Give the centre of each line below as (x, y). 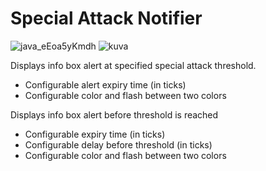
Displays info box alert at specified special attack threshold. (133, 65)
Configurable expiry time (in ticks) (95, 134)
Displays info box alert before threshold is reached (114, 114)
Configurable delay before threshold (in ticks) (118, 144)
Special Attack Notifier (106, 18)
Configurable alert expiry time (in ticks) (105, 84)
